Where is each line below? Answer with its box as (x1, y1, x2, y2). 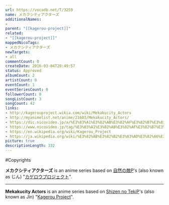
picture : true (5, 139, 35, 144)
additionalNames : (5, 17, 42, 22)
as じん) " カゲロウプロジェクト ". (5, 174, 72, 179)
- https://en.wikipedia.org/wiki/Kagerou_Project (5, 129, 112, 134)
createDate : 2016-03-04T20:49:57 (5, 63, 75, 69)
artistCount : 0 (5, 78, 37, 83)
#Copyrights (5, 157, 31, 163)
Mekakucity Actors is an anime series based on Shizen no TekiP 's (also (5, 188, 154, 194)
